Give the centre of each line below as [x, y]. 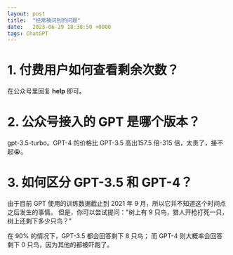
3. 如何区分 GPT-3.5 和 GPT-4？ [100, 183]
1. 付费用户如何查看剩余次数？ [93, 70]
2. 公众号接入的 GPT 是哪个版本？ [104, 122]
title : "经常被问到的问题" [44, 20]
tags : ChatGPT [28, 33]
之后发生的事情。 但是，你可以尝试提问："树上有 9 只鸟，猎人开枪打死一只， [118, 212]
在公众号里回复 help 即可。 [46, 91]
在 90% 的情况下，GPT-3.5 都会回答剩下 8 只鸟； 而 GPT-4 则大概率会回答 [115, 236]
